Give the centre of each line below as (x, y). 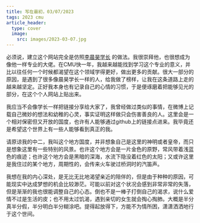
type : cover (26, 28)
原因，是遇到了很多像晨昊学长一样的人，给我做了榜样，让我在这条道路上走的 (100, 79)
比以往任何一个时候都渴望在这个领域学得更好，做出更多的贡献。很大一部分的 (100, 72)
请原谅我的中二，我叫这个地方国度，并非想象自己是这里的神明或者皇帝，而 (97, 142)
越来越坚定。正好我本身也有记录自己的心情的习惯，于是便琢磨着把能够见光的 (100, 87)
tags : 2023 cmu (25, 17)
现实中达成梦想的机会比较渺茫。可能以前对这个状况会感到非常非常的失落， (102, 184)
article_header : (26, 23)
